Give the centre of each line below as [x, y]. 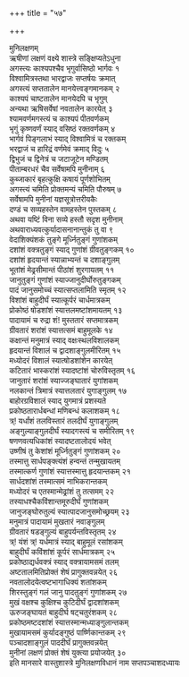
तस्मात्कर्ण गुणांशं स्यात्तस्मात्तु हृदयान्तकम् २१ [70, 471]
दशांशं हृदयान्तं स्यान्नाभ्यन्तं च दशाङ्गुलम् [65, 260]
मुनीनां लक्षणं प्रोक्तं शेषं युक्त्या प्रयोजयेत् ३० [68, 652]
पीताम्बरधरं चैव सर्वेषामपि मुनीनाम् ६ [57, 169]
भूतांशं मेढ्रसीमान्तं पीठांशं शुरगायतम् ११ [62, 270]
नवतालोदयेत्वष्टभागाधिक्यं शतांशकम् [58, 582]
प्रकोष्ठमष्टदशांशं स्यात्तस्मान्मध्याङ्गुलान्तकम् [69, 622]
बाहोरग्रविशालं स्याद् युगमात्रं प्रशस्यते [58, 401]
